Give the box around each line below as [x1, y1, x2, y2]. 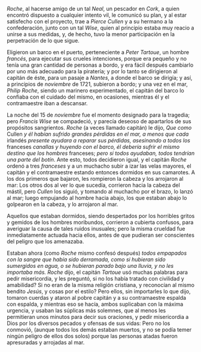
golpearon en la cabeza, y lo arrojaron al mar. [7, 201, 118, 208]
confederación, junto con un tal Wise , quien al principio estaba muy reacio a [7, 24, 194, 31]
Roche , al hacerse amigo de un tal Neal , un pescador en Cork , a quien [7, 5, 180, 12]
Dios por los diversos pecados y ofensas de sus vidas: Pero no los [7, 320, 170, 327]
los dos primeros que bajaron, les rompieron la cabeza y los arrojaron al [7, 175, 184, 182]
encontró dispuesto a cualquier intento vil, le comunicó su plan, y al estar [7, 11, 187, 19]
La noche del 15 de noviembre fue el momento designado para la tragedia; [7, 111, 190, 118]
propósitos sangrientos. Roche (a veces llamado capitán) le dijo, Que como [7, 124, 192, 131]
